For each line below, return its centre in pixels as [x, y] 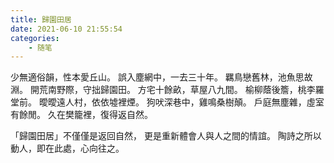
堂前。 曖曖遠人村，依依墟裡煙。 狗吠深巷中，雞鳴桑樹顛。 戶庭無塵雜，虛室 [167, 102]
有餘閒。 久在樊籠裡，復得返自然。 [81, 115]
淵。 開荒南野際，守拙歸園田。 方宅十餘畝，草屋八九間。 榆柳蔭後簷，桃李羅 [167, 90]
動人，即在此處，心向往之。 [67, 148]
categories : [35, 38]
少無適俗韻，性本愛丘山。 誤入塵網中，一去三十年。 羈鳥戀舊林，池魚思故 [161, 77]
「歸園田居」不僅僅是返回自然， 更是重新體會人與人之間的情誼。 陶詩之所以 [166, 136]
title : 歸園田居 [41, 19]
